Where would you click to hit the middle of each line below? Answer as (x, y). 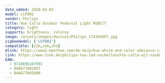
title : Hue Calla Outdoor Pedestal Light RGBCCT (56, 23)
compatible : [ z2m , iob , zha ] (33, 46)
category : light (22, 28)
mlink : (12, 50)
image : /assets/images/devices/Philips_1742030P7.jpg (61, 37)
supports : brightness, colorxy (37, 32)
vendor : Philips (22, 19)
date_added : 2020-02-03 (29, 10)
